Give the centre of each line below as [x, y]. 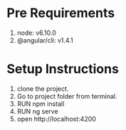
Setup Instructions [63, 69]
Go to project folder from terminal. [67, 96]
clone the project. [43, 88]
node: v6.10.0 [36, 33]
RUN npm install [41, 104]
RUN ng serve [37, 111]
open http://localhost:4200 [57, 119]
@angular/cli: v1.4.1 [45, 40]
